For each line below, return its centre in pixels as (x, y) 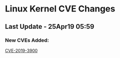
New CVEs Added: (27, 40)
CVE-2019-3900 (21, 50)
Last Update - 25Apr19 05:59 (50, 27)
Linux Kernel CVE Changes (60, 9)
